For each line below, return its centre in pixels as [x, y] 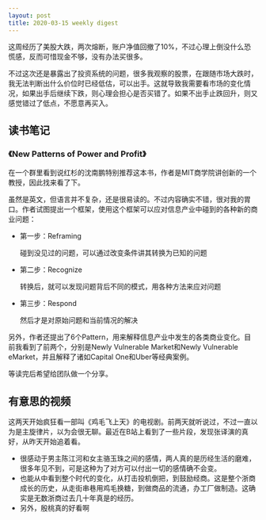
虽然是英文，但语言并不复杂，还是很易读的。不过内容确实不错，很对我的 [126, 200]
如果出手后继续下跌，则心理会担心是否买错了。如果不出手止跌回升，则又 [140, 93]
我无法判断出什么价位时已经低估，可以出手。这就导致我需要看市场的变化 [126, 83]
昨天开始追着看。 [57, 442]
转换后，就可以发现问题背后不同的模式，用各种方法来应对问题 [120, 287]
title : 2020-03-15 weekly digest [63, 23]
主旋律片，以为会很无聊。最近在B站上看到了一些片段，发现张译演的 [132, 432]
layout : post [30, 15]
